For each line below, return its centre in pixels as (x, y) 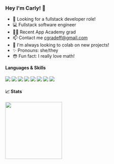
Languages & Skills (26, 67)
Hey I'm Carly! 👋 (25, 8)
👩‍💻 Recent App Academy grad (44, 32)
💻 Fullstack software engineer (44, 25)
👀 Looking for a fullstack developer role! (54, 19)
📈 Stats (14, 92)
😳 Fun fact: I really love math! (43, 56)
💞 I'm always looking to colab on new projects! (61, 45)
